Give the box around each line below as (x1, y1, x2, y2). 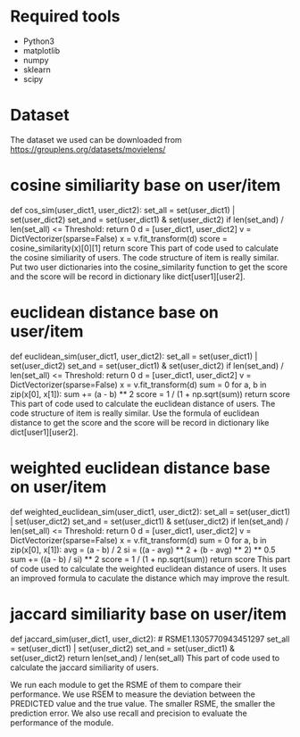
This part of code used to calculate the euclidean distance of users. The (10, 398, 276, 409)
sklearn (22, 64, 52, 75)
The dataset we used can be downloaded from (10, 134, 182, 145)
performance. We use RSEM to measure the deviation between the (10, 689, 255, 700)
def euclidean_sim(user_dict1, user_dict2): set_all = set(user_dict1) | (10, 351, 258, 361)
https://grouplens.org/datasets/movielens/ (10, 144, 166, 154)
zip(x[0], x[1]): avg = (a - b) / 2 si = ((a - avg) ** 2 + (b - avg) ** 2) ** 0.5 (10, 544, 276, 555)
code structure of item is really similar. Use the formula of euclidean (10, 408, 260, 418)
